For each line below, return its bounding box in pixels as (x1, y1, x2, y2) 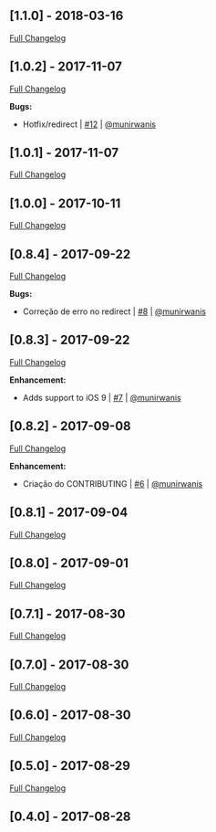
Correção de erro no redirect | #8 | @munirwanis (22, 306, 207, 317)
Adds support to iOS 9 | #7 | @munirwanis (22, 392, 181, 403)
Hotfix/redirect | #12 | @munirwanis (22, 119, 157, 130)
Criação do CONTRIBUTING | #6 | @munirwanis (22, 478, 203, 489)
